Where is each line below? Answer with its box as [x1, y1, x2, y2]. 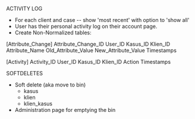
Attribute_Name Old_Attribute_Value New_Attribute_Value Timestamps [6, 47, 177, 54]
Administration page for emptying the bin [14, 107, 116, 113]
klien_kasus [23, 100, 52, 107]
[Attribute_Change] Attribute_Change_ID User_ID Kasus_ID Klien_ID [6, 41, 171, 47]
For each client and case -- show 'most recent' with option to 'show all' [14, 17, 190, 23]
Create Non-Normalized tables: [14, 29, 92, 36]
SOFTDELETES [6, 70, 43, 76]
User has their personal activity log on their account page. [14, 23, 158, 30]
